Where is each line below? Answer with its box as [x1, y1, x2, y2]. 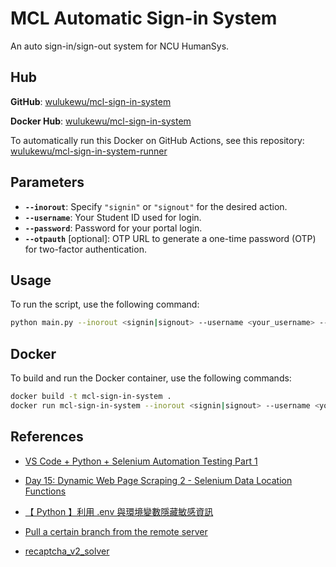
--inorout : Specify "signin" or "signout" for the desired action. [24, 200, 288, 212]
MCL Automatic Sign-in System [10, 7, 278, 30]
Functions [24, 485, 67, 497]
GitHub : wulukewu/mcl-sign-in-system [10, 95, 172, 107]
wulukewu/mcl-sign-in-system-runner [10, 145, 168, 157]
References [10, 428, 84, 446]
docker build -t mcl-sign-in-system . [10, 392, 172, 402]
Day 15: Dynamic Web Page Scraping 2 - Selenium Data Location [24, 474, 293, 486]
